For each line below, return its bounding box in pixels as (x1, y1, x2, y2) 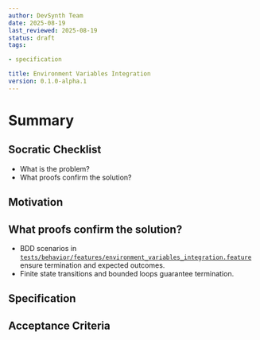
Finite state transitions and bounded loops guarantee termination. (19, 269, 235, 278)
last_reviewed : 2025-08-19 (8, 26, 98, 34)
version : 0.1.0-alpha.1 (8, 77, 87, 85)
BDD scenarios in (19, 243, 77, 253)
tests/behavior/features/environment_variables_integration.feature (19, 253, 252, 261)
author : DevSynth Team (8, 11, 83, 20)
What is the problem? (19, 164, 90, 173)
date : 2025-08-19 (8, 19, 66, 27)
